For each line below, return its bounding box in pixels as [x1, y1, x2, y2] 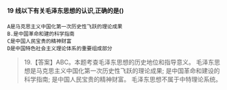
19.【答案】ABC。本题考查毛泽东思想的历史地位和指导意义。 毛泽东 [23, 58, 215, 67]
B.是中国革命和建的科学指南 [7, 31, 75, 38]
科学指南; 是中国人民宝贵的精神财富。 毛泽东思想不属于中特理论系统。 [23, 76, 222, 84]
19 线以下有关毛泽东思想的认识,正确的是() [7, 6, 124, 14]
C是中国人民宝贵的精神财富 [7, 38, 72, 45]
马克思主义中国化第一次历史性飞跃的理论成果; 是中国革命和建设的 [36, 67, 220, 75]
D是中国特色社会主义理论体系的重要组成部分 [7, 45, 112, 52]
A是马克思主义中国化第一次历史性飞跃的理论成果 [7, 23, 123, 30]
